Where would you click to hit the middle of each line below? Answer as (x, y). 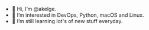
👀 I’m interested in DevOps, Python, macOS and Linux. (78, 15)
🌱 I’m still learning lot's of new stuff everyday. (67, 21)
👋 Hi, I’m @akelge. (34, 9)
